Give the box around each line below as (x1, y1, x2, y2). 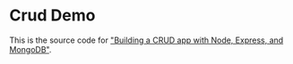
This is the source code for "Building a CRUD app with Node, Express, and (9, 35, 284, 45)
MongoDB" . (9, 44, 52, 54)
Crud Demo (9, 5, 96, 26)
